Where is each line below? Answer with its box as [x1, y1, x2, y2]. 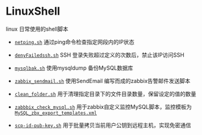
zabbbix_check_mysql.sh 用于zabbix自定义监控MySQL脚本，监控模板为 [14, 103, 192, 111]
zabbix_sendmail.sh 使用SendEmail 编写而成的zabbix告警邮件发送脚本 [14, 77, 190, 84]
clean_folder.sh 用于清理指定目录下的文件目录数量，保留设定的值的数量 [14, 90, 197, 97]
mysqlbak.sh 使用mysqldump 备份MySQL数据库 [14, 64, 134, 71]
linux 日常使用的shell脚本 [5, 25, 68, 32]
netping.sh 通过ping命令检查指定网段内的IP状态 [14, 38, 135, 45]
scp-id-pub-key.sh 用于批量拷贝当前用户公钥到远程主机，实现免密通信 [14, 121, 192, 129]
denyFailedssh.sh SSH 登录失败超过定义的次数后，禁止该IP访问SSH [14, 51, 184, 59]
